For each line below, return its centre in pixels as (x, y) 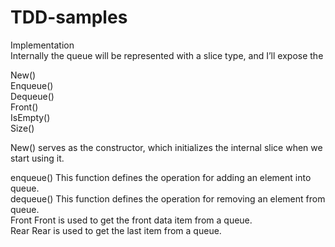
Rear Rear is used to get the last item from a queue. (116, 230)
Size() (22, 128)
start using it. (37, 158)
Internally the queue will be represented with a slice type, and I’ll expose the (167, 55)
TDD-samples (69, 17)
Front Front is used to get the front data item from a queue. (131, 220)
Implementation (42, 45)
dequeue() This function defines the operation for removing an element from (168, 198)
